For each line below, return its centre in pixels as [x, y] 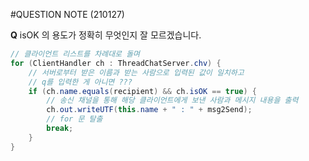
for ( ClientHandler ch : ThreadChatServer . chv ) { [116, 63]
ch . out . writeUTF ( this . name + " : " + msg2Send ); [149, 110]
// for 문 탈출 [74, 119]
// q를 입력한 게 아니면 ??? [80, 82]
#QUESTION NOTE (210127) [67, 14]
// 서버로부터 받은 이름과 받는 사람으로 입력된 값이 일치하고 [136, 72]
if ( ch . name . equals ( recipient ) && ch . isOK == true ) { [142, 91]
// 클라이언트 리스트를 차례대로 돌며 [75, 54]
